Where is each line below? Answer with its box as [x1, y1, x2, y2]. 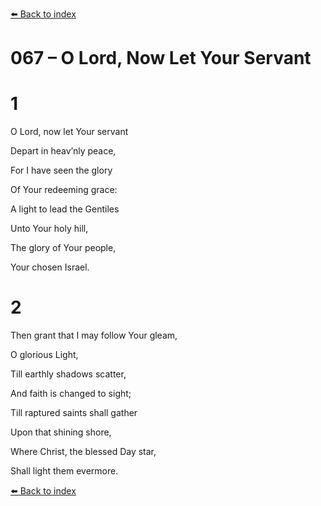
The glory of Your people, [10, 242, 117, 254]
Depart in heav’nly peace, [10, 145, 117, 157]
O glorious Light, [10, 349, 79, 361]
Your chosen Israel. [10, 261, 90, 273]
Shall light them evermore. [10, 465, 119, 477]
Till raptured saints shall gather [10, 407, 138, 419]
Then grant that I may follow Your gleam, [10, 329, 178, 342]
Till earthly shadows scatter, [10, 368, 127, 380]
